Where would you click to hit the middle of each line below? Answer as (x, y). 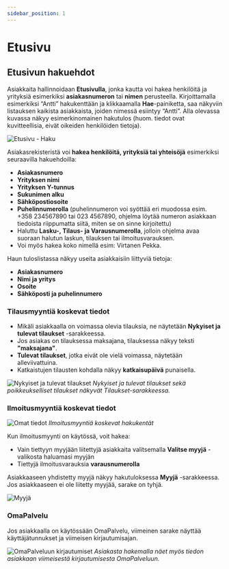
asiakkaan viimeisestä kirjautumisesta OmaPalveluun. (83, 558)
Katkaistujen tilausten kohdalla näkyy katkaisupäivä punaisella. (106, 370)
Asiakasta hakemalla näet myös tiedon (149, 551)
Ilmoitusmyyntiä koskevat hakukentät (101, 423)
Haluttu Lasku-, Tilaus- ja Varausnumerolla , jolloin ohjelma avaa (108, 231)
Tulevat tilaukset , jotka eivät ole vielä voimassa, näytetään (99, 355)
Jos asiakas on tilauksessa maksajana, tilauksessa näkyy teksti (106, 340)
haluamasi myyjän (69, 457)
